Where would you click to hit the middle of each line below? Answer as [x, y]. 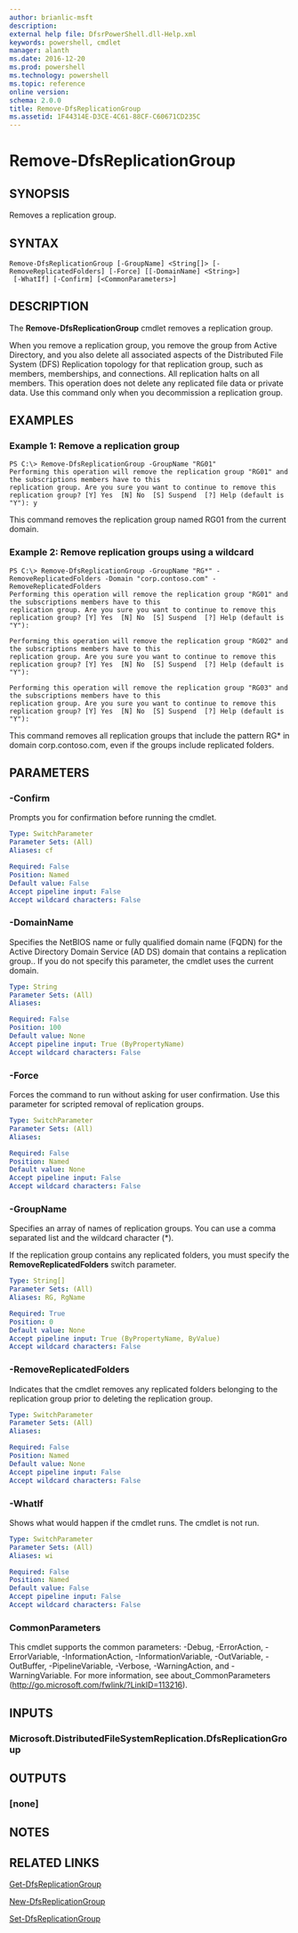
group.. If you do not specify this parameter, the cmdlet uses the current [141, 961]
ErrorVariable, [35, 1657]
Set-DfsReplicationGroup [55, 1919]
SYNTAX [34, 243]
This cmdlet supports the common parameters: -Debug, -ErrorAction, [137, 1647]
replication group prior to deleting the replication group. [111, 1399]
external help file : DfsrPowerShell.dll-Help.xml [103, 34]
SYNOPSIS [40, 194]
